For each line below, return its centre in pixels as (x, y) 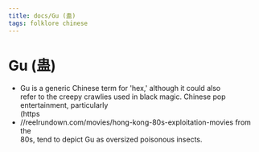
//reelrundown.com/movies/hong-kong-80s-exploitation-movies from (136, 122)
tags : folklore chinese (48, 23)
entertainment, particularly (64, 105)
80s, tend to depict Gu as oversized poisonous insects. (111, 140)
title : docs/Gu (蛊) (42, 16)
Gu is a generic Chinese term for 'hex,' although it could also (120, 88)
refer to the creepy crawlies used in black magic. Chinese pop (123, 97)
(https (30, 114)
